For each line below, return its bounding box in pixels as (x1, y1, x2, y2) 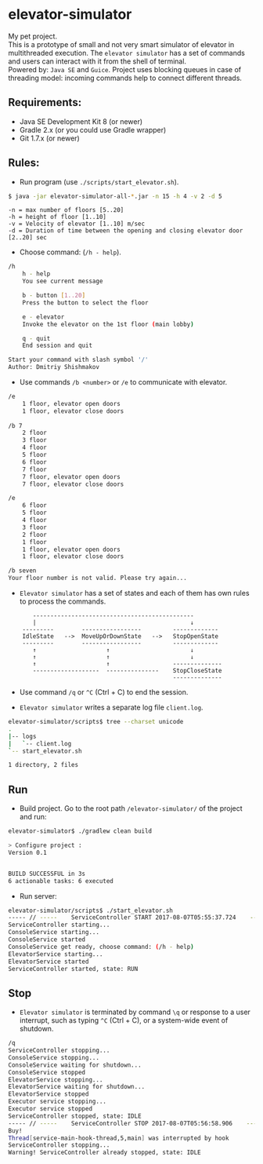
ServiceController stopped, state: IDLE (8, 1112, 142, 1120)
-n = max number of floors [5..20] (8, 206, 124, 214)
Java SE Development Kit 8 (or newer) (19, 116, 143, 126)
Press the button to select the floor (22, 298, 149, 307)
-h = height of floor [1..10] (8, 213, 107, 221)
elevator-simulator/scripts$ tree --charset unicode (8, 718, 184, 726)
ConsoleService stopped (8, 1068, 86, 1076)
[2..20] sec (8, 234, 47, 242)
